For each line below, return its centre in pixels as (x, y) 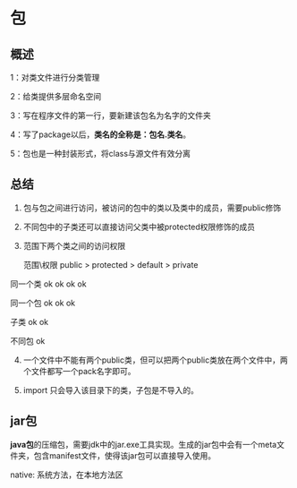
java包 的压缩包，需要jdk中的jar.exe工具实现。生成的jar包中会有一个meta (144, 444)
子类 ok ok (30, 321)
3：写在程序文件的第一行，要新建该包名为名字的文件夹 (110, 116)
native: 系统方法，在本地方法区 (67, 475)
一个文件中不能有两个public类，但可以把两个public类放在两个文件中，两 (156, 360)
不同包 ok (28, 340)
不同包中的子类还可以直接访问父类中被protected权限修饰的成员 (139, 227)
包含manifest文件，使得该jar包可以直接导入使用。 (125, 455)
